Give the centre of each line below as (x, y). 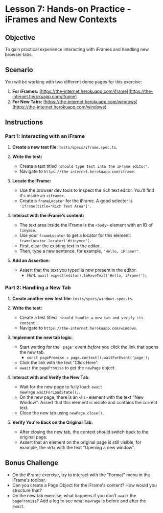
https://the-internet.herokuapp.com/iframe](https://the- (97, 91)
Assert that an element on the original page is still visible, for (81, 442)
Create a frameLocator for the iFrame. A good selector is (76, 201)
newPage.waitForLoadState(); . (50, 392)
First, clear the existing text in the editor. (60, 246)
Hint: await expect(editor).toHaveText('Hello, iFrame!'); (87, 275)
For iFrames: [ (27, 91)
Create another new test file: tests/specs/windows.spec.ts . (73, 298)
